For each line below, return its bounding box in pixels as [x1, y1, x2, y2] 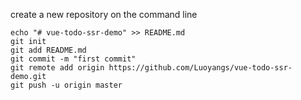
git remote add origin [10, 63, 105, 73]
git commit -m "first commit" [10, 54, 137, 64]
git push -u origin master [10, 80, 123, 90]
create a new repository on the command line [10, 9, 198, 20]
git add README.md [10, 45, 87, 55]
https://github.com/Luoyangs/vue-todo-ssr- [108, 63, 293, 73]
